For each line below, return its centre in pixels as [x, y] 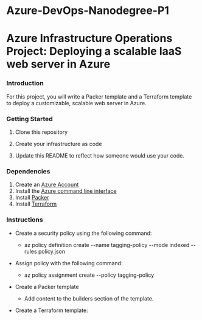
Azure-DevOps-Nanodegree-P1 [88, 11]
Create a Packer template [47, 287]
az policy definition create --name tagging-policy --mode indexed [107, 245]
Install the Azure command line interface [66, 191]
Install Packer [32, 198]
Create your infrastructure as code [58, 144]
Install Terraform [36, 204]
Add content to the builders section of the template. [89, 298]
